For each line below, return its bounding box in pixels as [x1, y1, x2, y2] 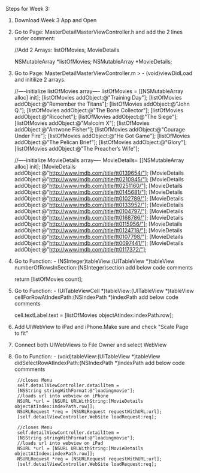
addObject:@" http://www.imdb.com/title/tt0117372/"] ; [14, 246, 147, 253]
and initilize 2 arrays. [14, 76, 66, 83]
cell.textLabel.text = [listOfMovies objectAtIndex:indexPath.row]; [14, 312, 174, 319]
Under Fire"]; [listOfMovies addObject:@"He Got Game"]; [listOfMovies [14, 132, 190, 139]
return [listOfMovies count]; [14, 276, 83, 283]
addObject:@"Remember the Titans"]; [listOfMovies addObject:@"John [14, 100, 190, 107]
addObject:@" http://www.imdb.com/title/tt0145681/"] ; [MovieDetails [14, 188, 183, 196]
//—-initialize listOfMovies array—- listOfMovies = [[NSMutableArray [14, 88, 184, 95]
